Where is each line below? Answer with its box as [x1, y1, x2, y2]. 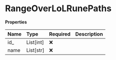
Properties [5, 19, 27, 25]
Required [49, 30, 71, 37]
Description [75, 30, 103, 37]
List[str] [26, 47, 45, 54]
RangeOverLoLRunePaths [5, 3, 112, 14]
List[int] [26, 39, 44, 45]
